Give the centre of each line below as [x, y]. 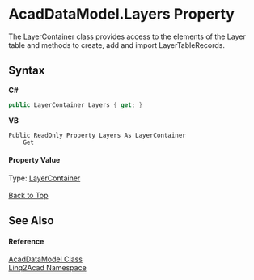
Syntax [27, 71]
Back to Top [28, 195]
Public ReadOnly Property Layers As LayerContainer [97, 135]
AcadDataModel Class [46, 259]
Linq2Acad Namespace [47, 268]
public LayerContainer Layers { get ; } [76, 105]
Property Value [34, 160]
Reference [26, 241]
